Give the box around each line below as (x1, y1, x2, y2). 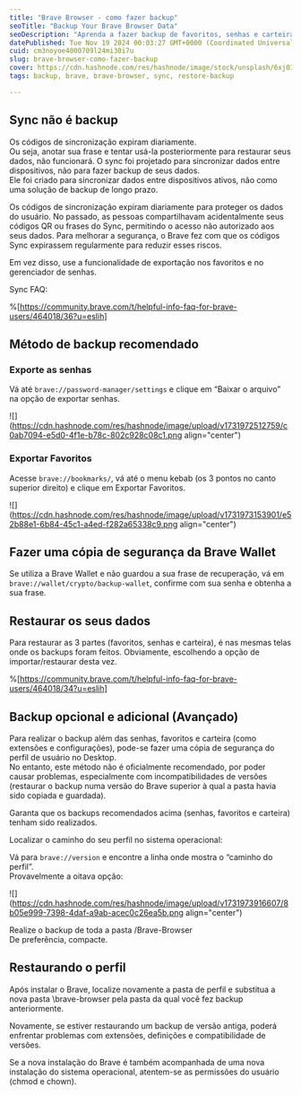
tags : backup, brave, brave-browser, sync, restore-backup (9, 72, 235, 81)
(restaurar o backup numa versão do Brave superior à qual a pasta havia (9, 780, 277, 791)
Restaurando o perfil (9, 960, 126, 976)
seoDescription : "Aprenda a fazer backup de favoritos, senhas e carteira (9, 30, 295, 39)
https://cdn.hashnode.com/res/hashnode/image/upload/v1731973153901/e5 (12, 508, 292, 520)
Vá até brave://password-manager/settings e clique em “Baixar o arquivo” (9, 384, 281, 395)
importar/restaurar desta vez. (9, 656, 118, 667)
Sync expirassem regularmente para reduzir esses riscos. (9, 239, 222, 250)
